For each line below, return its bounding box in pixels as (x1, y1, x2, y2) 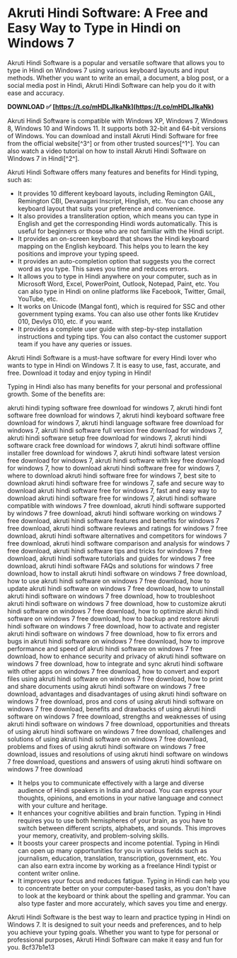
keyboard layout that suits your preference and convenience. (17, 204, 196, 213)
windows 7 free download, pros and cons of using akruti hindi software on (7, 697, 224, 706)
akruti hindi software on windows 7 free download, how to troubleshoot (7, 592, 215, 600)
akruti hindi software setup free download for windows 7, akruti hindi (7, 434, 207, 442)
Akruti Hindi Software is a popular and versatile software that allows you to (7, 58, 225, 67)
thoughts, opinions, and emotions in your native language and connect (17, 794, 224, 802)
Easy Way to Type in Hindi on (7, 20, 181, 36)
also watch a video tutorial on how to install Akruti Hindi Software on (7, 147, 207, 155)
